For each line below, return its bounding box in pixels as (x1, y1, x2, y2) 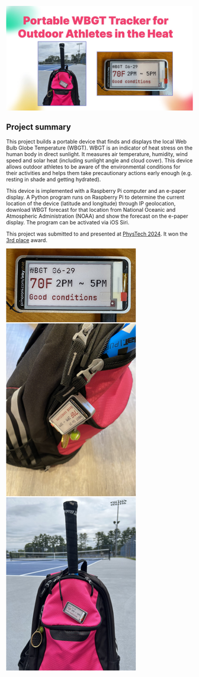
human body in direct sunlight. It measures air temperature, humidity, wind (6, 150, 188, 157)
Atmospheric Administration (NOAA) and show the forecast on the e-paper (6, 212, 188, 220)
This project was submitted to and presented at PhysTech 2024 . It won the (6, 230, 188, 237)
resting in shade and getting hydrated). (6, 176, 101, 183)
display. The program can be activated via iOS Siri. (6, 218, 130, 225)
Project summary (6, 122, 71, 132)
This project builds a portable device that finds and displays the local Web (6, 138, 187, 145)
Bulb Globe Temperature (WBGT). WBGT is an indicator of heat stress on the (6, 144, 193, 151)
